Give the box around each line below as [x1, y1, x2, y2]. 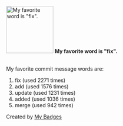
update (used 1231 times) [14, 89, 76, 96]
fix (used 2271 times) [14, 77, 66, 84]
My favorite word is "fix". [54, 48, 118, 55]
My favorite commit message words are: [6, 65, 104, 72]
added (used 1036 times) [14, 95, 75, 102]
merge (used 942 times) [14, 102, 74, 108]
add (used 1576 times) [14, 83, 69, 90]
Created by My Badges [6, 113, 62, 120]
